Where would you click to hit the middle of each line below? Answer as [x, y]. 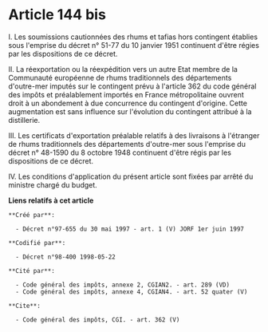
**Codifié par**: [37, 243]
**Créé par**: [32, 215]
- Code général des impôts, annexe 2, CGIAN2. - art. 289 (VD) [122, 285]
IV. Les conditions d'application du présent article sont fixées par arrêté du [131, 176]
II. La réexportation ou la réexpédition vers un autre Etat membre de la [123, 69]
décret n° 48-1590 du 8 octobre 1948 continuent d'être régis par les [120, 152]
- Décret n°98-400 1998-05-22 [65, 257]
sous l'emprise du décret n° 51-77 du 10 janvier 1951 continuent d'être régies [134, 45]
